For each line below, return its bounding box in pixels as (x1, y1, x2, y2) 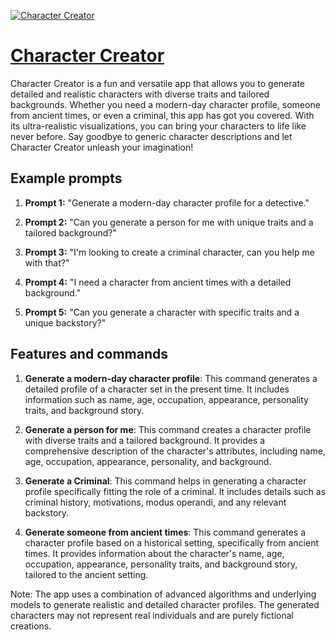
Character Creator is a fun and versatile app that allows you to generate (10, 77, 305, 89)
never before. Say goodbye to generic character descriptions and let (10, 130, 293, 142)
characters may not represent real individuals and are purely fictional (10, 609, 294, 621)
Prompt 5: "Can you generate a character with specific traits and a (24, 306, 300, 318)
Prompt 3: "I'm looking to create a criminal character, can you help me (24, 246, 315, 258)
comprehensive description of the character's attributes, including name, (24, 445, 326, 457)
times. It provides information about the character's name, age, (24, 547, 285, 559)
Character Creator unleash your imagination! (10, 141, 194, 153)
